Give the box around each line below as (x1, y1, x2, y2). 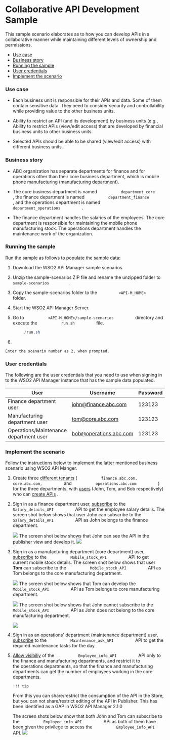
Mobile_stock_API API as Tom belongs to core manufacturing (12, 586, 160, 592)
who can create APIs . (12, 491, 59, 497)
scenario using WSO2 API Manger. (5, 465, 77, 471)
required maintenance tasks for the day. (12, 643, 96, 649)
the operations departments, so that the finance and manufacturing (12, 663, 153, 669)
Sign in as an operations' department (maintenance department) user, (12, 632, 158, 638)
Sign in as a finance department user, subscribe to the (12, 501, 126, 507)
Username (90, 389, 115, 396)
